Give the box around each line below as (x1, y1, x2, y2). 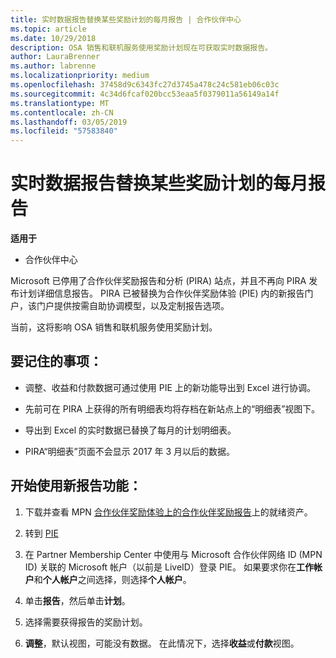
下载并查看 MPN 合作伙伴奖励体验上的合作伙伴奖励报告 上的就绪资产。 (24, 506, 313, 518)
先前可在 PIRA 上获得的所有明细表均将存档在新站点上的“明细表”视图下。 (24, 402, 321, 415)
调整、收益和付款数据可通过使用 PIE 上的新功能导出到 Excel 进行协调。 (24, 381, 316, 393)
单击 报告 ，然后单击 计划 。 (24, 594, 131, 606)
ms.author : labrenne (10, 61, 97, 71)
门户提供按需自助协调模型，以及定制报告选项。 (36, 300, 230, 312)
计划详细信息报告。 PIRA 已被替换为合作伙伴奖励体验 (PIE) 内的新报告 (18, 287, 305, 300)
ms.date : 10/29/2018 (10, 33, 97, 43)
